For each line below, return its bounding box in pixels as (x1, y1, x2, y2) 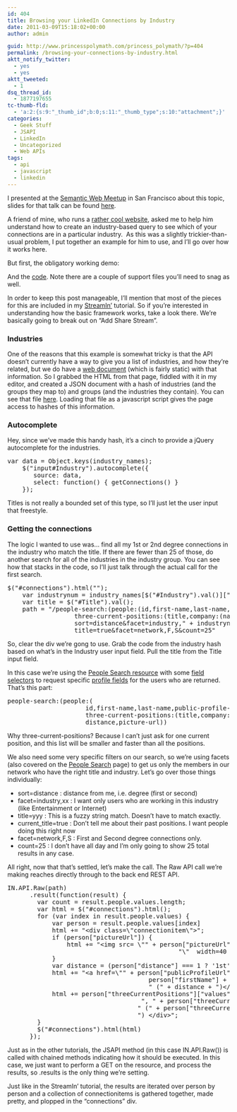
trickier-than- (188, 230, 228, 238)
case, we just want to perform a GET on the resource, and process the (7, 1060, 212, 1069)
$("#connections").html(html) (37, 1025, 142, 1033)
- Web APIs (13, 148, 46, 156)
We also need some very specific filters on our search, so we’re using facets (7, 752, 230, 761)
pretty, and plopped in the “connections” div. (7, 1096, 138, 1105)
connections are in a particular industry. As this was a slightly (7, 230, 188, 238)
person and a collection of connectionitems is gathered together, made (7, 1089, 214, 1098)
